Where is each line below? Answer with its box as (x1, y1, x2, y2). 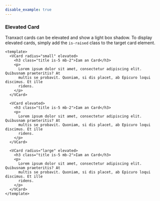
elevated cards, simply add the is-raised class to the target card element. (5, 40, 156, 46)
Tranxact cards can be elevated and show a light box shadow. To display (5, 34, 153, 40)
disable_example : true (5, 7, 52, 12)
